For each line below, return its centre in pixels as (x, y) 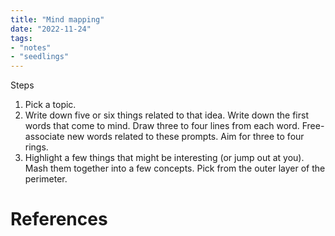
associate (44, 137)
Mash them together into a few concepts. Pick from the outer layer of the (175, 168)
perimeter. (46, 179)
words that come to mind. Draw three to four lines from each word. (162, 126)
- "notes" (31, 47)
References (59, 219)
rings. (36, 147)
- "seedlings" (40, 57)
